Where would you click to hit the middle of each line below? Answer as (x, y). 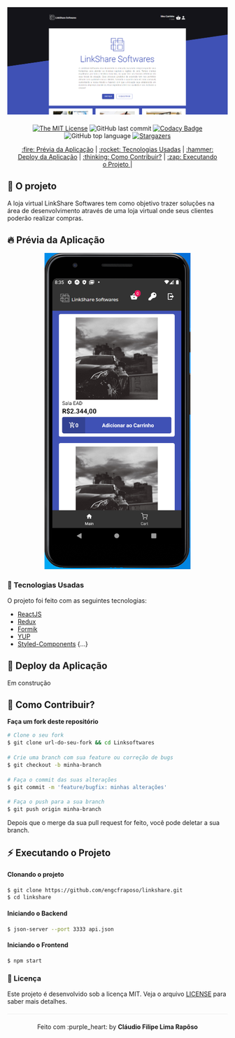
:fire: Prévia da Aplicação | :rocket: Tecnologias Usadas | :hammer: (117, 149)
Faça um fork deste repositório (53, 722)
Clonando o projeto (36, 874)
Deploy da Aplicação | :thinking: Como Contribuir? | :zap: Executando (117, 156)
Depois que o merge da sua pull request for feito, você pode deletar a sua (114, 823)
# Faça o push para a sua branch (56, 802)
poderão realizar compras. (45, 218)
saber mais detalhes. (37, 1001)
